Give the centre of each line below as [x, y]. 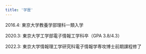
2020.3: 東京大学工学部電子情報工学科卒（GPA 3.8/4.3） [64, 35]
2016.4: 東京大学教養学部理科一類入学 [45, 25]
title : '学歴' [19, 10]
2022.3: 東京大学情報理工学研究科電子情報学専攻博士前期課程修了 [74, 46]
